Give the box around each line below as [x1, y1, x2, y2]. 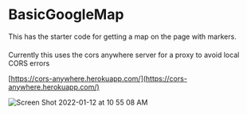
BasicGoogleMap [8, 6, 124, 24]
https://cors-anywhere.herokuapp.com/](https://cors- [10, 74, 187, 83]
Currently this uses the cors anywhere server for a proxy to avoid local [8, 50, 240, 59]
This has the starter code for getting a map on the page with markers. [8, 32, 237, 41]
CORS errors [8, 58, 50, 68]
